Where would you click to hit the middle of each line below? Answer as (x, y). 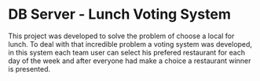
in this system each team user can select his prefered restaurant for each (127, 52)
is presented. (29, 69)
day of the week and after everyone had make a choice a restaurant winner (130, 61)
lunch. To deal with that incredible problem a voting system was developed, (130, 44)
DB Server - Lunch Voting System (120, 14)
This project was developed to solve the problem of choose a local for (121, 36)
